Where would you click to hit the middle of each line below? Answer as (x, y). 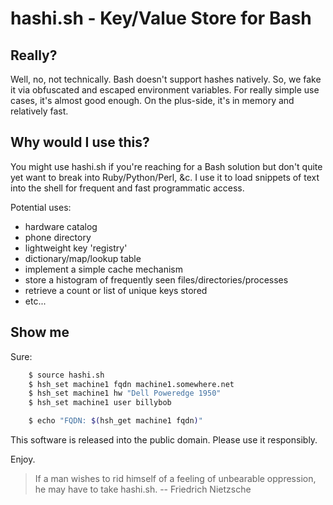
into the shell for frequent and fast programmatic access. (127, 188)
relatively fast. (39, 111)
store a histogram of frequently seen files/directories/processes (156, 279)
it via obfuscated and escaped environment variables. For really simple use (165, 90)
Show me (40, 332)
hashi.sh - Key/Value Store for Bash (161, 18)
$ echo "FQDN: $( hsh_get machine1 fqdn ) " (115, 421)
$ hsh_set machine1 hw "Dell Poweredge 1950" (125, 393)
